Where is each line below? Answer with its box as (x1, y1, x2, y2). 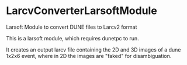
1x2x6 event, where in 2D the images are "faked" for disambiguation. (6, 52, 172, 59)
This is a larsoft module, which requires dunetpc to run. (6, 35, 139, 42)
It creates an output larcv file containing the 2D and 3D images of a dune (6, 46, 181, 53)
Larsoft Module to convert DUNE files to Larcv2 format (6, 23, 137, 30)
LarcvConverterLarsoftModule (6, 4, 158, 18)
